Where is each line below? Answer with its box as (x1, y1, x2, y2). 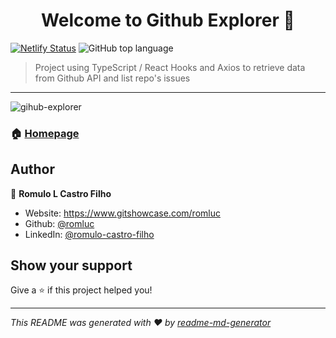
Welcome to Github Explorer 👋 (41, 9, 295, 32)
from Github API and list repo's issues (34, 72, 191, 84)
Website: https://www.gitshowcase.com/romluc (24, 207, 221, 219)
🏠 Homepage (10, 126, 80, 140)
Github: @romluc (24, 217, 95, 229)
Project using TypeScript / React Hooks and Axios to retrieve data (34, 61, 306, 73)
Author (10, 161, 55, 178)
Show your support (10, 257, 133, 274)
